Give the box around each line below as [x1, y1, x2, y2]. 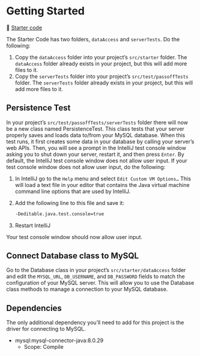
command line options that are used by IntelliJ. [14, 188, 131, 195]
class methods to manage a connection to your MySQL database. [6, 286, 168, 293]
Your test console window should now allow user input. [6, 233, 143, 240]
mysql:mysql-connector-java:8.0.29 [14, 337, 104, 344]
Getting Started [6, 4, 85, 18]
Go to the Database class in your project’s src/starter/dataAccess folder [6, 267, 186, 274]
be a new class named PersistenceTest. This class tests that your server [6, 125, 185, 132]
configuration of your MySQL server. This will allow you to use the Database [6, 279, 195, 286]
